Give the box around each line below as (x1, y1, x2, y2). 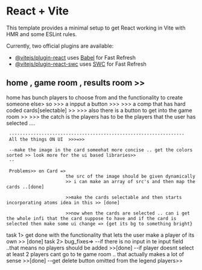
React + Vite (6, 4, 69, 18)
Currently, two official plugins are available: (6, 42, 114, 49)
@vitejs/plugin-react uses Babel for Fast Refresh (14, 54, 136, 61)
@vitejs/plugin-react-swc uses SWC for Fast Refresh (14, 60, 147, 67)
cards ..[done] (6, 184, 45, 190)
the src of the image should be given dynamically (65, 173, 196, 179)
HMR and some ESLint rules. (6, 30, 77, 37)
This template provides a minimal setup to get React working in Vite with (6, 24, 186, 31)
